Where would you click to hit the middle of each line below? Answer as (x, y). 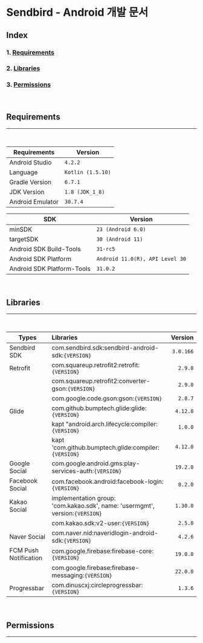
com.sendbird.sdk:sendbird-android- (105, 348)
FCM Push (24, 550)
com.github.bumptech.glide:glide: (99, 408)
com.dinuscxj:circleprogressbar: (97, 586)
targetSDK (24, 239)
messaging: (68, 575)
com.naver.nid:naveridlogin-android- (105, 533)
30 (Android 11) (120, 239)
